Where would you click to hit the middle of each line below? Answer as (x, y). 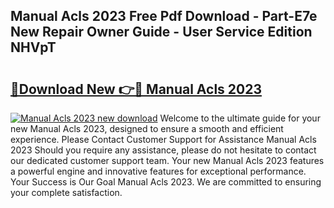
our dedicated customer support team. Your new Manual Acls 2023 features (167, 160)
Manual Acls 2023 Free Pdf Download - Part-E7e (164, 16)
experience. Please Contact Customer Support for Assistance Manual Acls (163, 139)
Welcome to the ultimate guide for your (240, 118)
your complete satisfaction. (66, 192)
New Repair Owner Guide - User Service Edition (161, 32)
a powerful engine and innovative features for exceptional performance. (158, 171)
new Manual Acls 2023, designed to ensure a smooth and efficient (147, 128)
